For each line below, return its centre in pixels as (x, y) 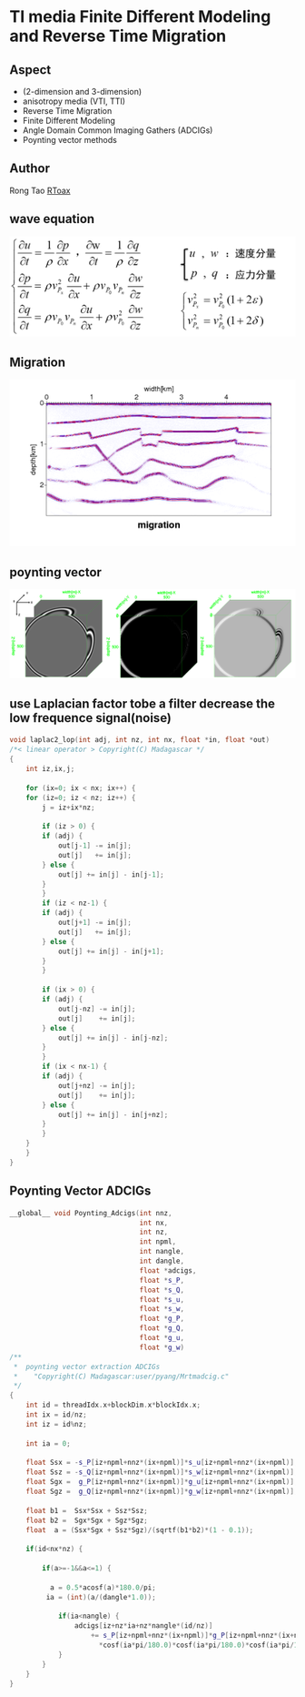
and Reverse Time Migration (118, 36)
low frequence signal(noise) (91, 718)
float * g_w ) (162, 1347)
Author (30, 169)
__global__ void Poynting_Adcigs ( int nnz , (91, 1213)
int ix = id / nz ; (57, 1415)
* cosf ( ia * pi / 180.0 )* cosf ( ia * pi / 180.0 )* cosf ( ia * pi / (197, 1645)
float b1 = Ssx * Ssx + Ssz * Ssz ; (87, 1510)
